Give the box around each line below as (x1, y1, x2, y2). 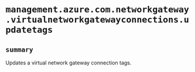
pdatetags (5, 24, 53, 35)
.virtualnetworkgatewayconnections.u (5, 15, 190, 26)
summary (5, 45, 33, 53)
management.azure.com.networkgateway (5, 4, 190, 15)
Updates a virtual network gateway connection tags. (5, 59, 132, 66)
